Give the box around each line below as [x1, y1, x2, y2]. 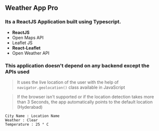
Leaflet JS [12, 40, 33, 46]
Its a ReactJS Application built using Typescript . [5, 18, 122, 25]
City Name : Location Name [5, 114, 60, 118]
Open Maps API [12, 34, 44, 40]
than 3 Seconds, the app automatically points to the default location [17, 99, 153, 105]
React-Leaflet [12, 45, 41, 50]
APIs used [5, 68, 30, 75]
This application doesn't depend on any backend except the [5, 62, 150, 69]
